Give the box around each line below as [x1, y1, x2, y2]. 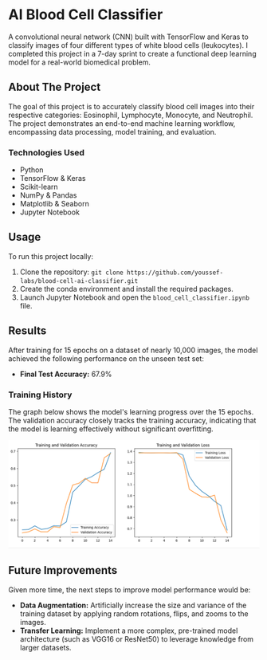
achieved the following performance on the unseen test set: [8, 353, 205, 363]
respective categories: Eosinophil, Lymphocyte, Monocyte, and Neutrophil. [8, 110, 253, 120]
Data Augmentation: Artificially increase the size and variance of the [19, 600, 247, 610]
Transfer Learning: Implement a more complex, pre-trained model [19, 626, 238, 635]
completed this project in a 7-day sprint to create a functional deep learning [8, 49, 257, 58]
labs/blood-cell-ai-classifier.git [19, 277, 139, 285]
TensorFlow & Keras [19, 174, 86, 183]
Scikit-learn [19, 182, 58, 192]
